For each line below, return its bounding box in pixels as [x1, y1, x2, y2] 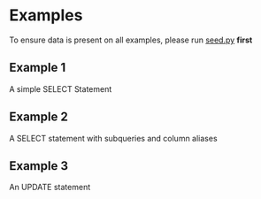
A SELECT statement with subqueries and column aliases [9, 133, 219, 143]
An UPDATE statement [9, 182, 91, 193]
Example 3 [9, 158, 69, 173]
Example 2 [9, 110, 68, 125]
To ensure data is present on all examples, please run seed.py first [9, 34, 253, 45]
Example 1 [9, 60, 66, 75]
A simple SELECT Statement [9, 83, 112, 94]
